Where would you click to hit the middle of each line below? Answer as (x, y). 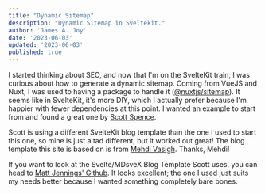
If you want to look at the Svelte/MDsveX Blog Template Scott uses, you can (133, 164)
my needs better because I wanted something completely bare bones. (123, 181)
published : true (35, 52)
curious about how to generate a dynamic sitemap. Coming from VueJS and (132, 83)
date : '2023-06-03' (41, 38)
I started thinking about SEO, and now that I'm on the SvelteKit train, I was (129, 75)
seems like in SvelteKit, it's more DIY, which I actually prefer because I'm (127, 100)
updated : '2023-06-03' (46, 45)
